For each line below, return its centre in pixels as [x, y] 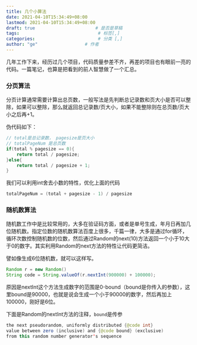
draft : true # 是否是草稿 [64, 28]
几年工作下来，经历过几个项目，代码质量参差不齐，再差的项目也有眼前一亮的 [98, 62]
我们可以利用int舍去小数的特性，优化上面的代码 [63, 183]
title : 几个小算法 [26, 11]
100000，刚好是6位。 [32, 302]
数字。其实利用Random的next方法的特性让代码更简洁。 [86, 246]
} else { [14, 160]
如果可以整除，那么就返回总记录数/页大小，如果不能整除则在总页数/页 [100, 107]
